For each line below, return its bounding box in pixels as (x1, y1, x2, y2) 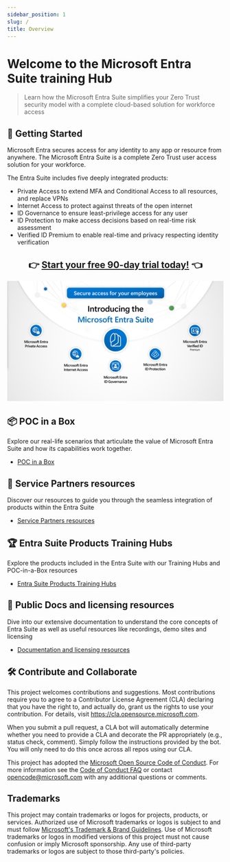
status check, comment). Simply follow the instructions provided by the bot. (7, 738, 222, 746)
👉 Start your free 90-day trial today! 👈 (28, 259, 203, 270)
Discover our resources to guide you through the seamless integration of (7, 496, 213, 504)
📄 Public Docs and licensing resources (7, 599, 175, 611)
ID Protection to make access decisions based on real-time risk (16, 216, 196, 224)
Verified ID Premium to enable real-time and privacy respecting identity (16, 231, 218, 240)
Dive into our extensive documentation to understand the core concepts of (7, 618, 218, 626)
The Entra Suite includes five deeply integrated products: (7, 174, 169, 182)
